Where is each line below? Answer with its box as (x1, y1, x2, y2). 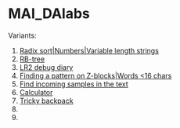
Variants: (8, 31, 37, 40)
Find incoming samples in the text (19, 79, 129, 89)
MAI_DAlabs (8, 5, 90, 23)
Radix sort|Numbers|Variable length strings (19, 46, 159, 55)
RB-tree (19, 54, 45, 64)
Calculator (19, 87, 53, 97)
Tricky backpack (19, 96, 74, 105)
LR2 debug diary (19, 62, 74, 71)
